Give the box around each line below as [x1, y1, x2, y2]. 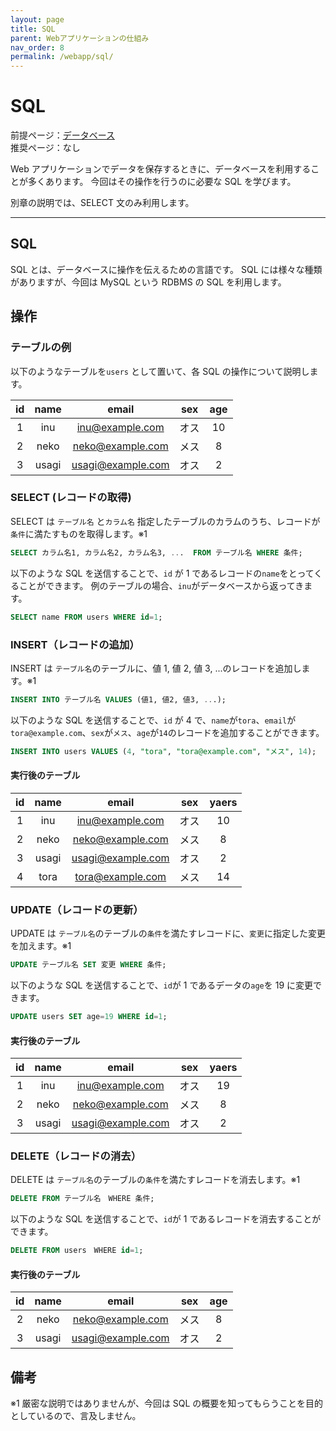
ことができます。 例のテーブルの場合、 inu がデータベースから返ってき [18, 579, 305, 591]
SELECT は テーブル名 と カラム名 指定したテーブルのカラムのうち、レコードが [10, 515, 321, 527]
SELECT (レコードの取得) [10, 491, 132, 505]
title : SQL [10, 24, 56, 34]
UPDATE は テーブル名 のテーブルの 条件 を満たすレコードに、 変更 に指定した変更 [10, 927, 326, 940]
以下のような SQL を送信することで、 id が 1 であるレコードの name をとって [10, 567, 315, 579]
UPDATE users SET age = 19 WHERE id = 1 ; [10, 1012, 168, 1022]
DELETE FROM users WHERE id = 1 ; [10, 1246, 144, 1256]
